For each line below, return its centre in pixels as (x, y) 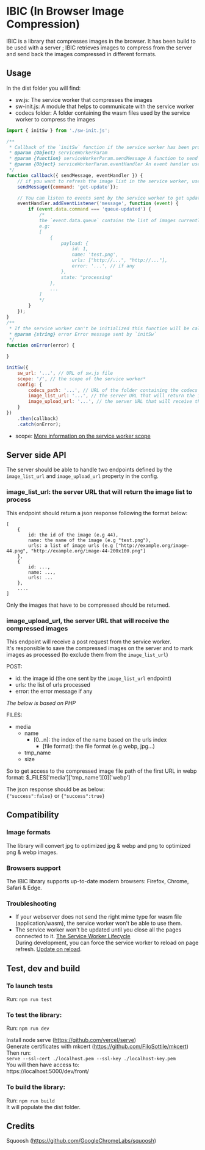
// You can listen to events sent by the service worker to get (101, 198)
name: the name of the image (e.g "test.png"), (90, 540)
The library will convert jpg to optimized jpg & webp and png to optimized (99, 845)
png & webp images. (32, 852)
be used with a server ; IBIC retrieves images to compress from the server (99, 48)
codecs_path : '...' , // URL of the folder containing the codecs (113, 390)
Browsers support (34, 868)
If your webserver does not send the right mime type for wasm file (99, 917)
